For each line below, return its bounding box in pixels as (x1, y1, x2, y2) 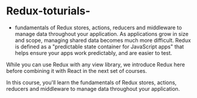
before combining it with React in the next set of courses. (6, 67, 147, 74)
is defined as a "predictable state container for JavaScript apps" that (14, 43, 184, 50)
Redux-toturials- (6, 4, 91, 18)
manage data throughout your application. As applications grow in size (14, 30, 189, 37)
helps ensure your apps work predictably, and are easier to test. (14, 49, 173, 56)
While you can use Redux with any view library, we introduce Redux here (6, 61, 185, 68)
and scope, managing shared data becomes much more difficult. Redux (14, 36, 191, 44)
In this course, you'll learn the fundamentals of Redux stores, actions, (6, 79, 177, 86)
